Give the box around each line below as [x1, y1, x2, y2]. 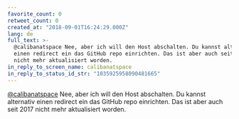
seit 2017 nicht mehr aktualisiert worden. [7, 105, 127, 113]
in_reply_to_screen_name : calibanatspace [7, 63, 132, 71]
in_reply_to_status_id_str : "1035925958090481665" [7, 70, 161, 77]
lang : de [7, 30, 33, 38]
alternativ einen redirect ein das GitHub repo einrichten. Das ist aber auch [7, 97, 223, 105]
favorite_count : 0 [7, 10, 62, 18]
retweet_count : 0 [7, 17, 59, 24]
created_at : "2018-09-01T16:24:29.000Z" [7, 24, 129, 31]
